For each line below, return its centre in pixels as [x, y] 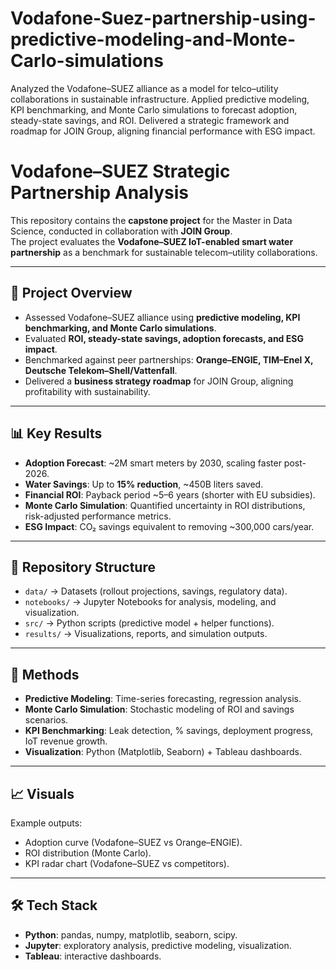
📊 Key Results [56, 433]
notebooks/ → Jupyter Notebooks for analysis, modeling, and [150, 602]
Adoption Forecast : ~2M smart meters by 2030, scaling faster [153, 463]
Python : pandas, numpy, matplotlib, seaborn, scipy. [131, 934]
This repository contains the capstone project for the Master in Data [151, 220]
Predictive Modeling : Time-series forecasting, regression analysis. [163, 699]
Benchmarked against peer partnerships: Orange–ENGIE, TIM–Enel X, [169, 359]
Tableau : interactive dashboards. [93, 956]
